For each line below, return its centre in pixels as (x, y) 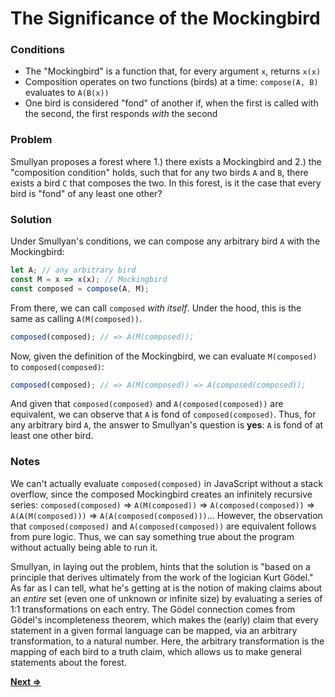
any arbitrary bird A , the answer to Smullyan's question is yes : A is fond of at (167, 425)
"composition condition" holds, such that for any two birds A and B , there (159, 172)
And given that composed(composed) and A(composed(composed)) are (147, 404)
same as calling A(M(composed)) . (76, 318)
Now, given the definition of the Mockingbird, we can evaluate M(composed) (164, 356)
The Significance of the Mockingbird (165, 18)
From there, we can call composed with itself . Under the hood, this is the (156, 308)
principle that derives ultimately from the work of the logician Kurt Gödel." (162, 577)
